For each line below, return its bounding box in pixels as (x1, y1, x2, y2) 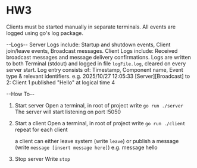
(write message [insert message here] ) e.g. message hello (14, 144, 158, 151)
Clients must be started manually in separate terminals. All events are (6, 23, 176, 30)
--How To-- (6, 90, 35, 97)
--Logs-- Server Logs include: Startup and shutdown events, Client (6, 41, 171, 48)
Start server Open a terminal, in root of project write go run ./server (14, 102, 183, 109)
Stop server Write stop (14, 155, 70, 162)
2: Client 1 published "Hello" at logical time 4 (6, 78, 115, 86)
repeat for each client (14, 126, 68, 133)
